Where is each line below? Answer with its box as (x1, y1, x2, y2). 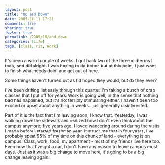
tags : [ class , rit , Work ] (5, 44, 58, 49)
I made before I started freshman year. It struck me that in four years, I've (5, 128, 154, 133)
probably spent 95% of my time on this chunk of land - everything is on (5, 133, 150, 139)
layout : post (5, 7, 32, 12)
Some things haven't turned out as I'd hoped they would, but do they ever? (5, 77, 157, 83)
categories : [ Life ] (5, 39, 45, 44)
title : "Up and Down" (5, 12, 50, 17)
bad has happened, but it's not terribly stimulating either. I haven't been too (5, 97, 158, 103)
